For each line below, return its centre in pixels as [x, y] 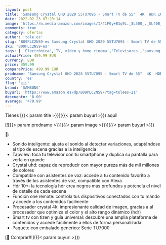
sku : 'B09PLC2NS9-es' [27, 46]
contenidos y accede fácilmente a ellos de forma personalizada [77, 223]
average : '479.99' [24, 102]
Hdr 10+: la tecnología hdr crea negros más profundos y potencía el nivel [86, 186]
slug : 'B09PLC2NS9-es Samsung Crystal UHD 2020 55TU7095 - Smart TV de [80, 42]
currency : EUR [20, 60]
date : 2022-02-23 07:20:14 [33, 19]
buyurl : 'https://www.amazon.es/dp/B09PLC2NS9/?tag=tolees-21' [72, 92]
